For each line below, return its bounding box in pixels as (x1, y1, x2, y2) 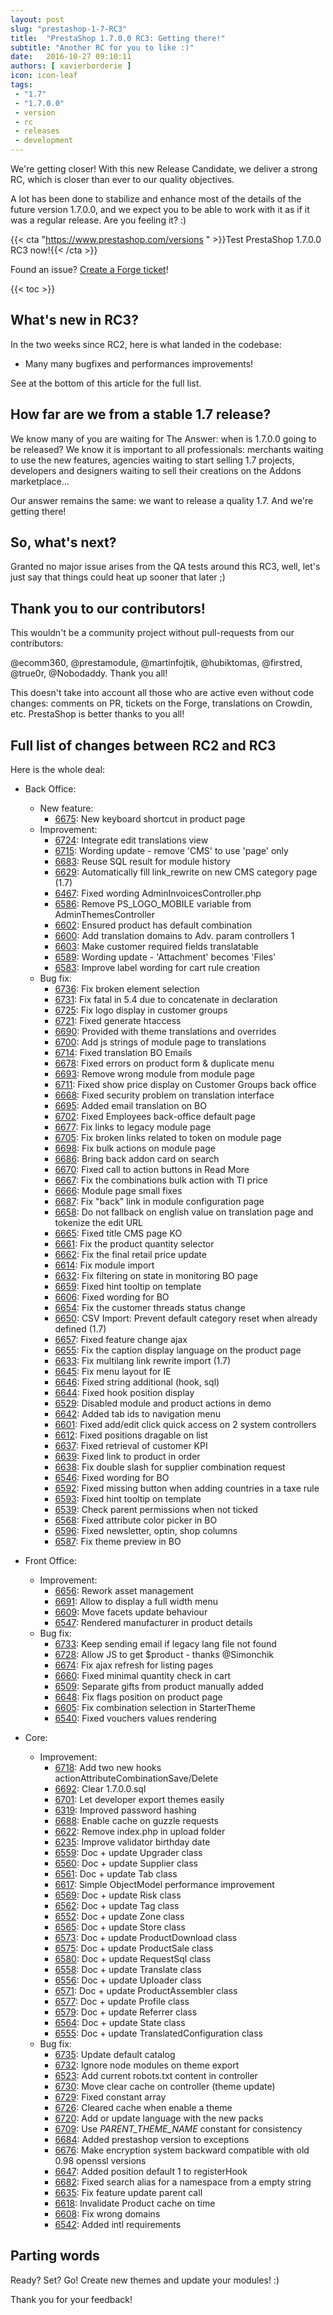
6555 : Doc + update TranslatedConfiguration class (54, 2027, 263, 2040)
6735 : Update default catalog (54, 2049, 176, 2061)
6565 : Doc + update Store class (54, 1921, 186, 1933)
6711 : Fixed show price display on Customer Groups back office (54, 1079, 317, 1091)
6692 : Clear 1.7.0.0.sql (54, 1783, 147, 1795)
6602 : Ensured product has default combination (54, 919, 253, 931)
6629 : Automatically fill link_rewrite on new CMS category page (54, 866, 318, 878)
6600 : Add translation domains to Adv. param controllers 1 (54, 930, 295, 942)
